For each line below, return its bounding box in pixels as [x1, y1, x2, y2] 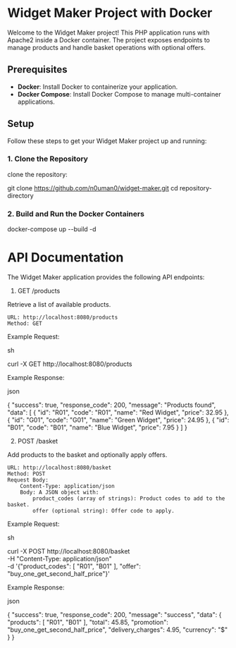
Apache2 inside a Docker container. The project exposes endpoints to [7, 35, 210, 44]
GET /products [17, 287, 61, 295]
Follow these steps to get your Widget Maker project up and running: [7, 136, 207, 145]
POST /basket [17, 437, 58, 446]
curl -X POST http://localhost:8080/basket [7, 547, 130, 556]
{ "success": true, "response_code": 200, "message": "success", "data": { [7, 611, 222, 619]
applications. [17, 97, 55, 106]
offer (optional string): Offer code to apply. [32, 508, 175, 515]
